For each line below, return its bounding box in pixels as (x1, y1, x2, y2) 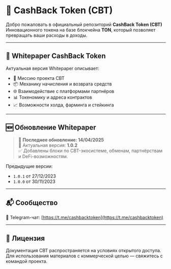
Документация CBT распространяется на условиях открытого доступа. (6, 248, 161, 254)
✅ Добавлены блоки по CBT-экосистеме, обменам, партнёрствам (18, 147, 163, 154)
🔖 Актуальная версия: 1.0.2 (18, 142, 78, 148)
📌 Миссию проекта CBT (13, 75, 65, 81)
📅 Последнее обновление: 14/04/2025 (18, 137, 105, 143)
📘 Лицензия (6, 234, 45, 243)
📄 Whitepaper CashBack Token (6, 52, 106, 61)
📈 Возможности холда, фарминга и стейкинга (13, 102, 114, 108)
